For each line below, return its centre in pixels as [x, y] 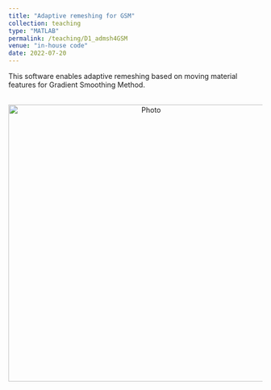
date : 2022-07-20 [38, 53]
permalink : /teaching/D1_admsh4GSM [68, 38]
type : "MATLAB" [34, 31]
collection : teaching [45, 23]
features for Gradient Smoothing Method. [77, 85]
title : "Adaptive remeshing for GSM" [72, 16]
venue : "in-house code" [48, 46]
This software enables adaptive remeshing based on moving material [123, 76]
